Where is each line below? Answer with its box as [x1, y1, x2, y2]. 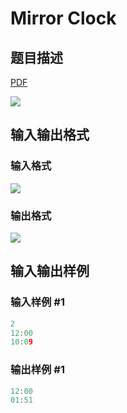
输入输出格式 [10, 127, 90, 144]
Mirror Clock [10, 7, 117, 30]
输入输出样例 [10, 263, 90, 280]
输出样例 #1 [10, 363, 65, 377]
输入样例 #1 [10, 295, 65, 309]
